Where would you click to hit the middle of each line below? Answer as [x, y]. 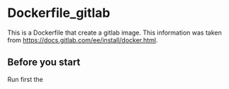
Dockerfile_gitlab [59, 13]
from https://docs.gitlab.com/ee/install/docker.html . [83, 40]
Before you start [44, 63]
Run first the [26, 79]
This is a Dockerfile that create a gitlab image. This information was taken [114, 32]
